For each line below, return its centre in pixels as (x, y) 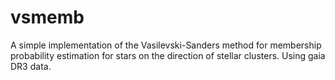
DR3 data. (31, 66)
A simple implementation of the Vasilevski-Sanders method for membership (166, 45)
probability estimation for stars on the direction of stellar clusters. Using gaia (168, 55)
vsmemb (47, 17)
